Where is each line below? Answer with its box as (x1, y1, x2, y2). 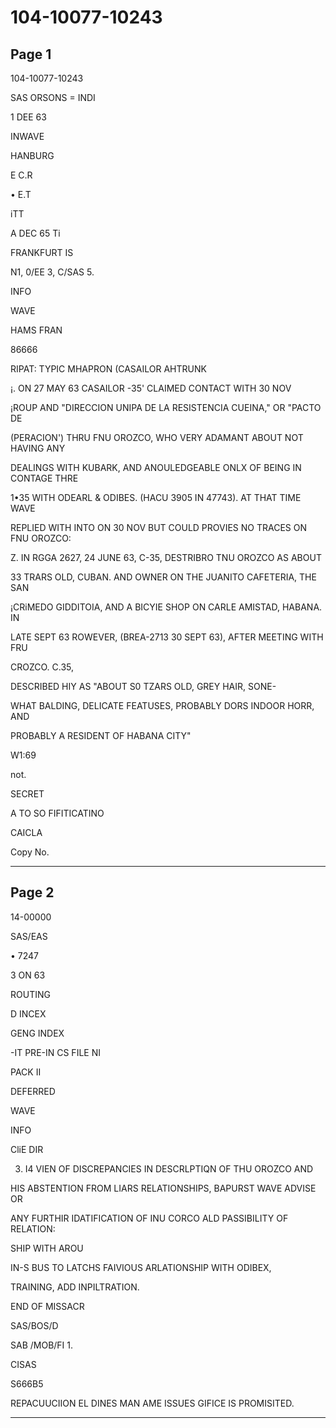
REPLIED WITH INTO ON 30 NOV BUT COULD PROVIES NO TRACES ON (10, 522, 308, 533)
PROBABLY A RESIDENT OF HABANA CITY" (10, 730, 192, 741)
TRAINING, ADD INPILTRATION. (10, 1281, 140, 1293)
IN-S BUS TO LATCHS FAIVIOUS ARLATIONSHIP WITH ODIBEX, (10, 1261, 272, 1273)
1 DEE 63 (10, 111, 47, 123)
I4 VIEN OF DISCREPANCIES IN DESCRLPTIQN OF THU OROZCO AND (24, 1162, 314, 1175)
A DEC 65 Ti (10, 227, 61, 239)
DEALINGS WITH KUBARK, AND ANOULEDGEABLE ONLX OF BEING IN (10, 462, 302, 473)
